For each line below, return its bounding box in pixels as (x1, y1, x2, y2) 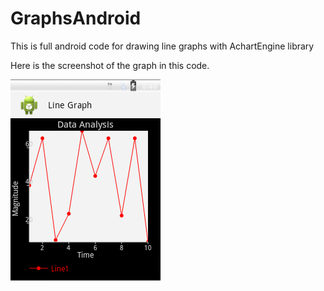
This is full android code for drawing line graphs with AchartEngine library (10, 40, 315, 52)
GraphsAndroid (10, 7, 142, 30)
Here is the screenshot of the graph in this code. (10, 59, 210, 71)
